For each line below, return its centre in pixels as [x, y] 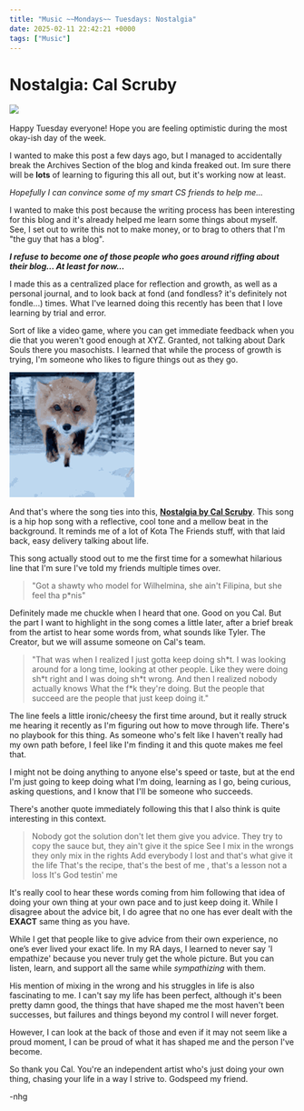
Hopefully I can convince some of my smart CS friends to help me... [136, 193]
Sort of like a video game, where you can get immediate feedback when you [152, 331]
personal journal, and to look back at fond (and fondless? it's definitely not [148, 294]
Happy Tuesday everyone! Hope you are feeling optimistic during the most [148, 128]
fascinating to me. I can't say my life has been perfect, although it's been [146, 996]
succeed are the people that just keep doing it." [120, 698]
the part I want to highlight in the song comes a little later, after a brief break [151, 623]
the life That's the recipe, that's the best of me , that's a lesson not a [159, 866]
